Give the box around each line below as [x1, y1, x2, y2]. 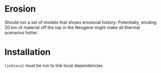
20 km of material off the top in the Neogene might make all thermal [4, 24, 140, 30]
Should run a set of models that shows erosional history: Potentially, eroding [4, 19, 157, 25]
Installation [4, 47, 51, 58]
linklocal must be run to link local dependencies [4, 62, 103, 68]
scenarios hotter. [4, 29, 38, 35]
